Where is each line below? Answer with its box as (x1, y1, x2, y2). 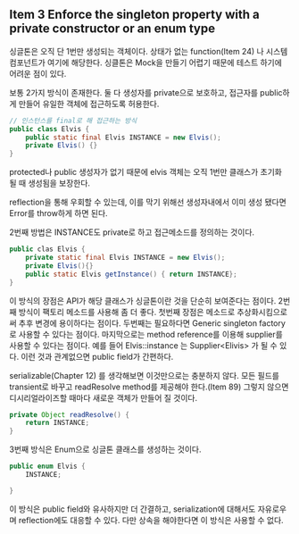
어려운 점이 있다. (9, 68, 67, 79)
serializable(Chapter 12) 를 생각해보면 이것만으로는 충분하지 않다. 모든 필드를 (9, 370, 279, 380)
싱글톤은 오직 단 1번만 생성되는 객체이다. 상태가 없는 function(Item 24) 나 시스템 (9, 46, 288, 56)
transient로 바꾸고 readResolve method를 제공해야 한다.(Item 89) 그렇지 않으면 (9, 381, 289, 392)
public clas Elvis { (9, 245, 87, 254)
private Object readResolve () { (9, 410, 129, 419)
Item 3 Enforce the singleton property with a (9, 7, 261, 22)
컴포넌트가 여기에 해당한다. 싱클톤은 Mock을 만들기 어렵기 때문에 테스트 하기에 (9, 57, 283, 68)
